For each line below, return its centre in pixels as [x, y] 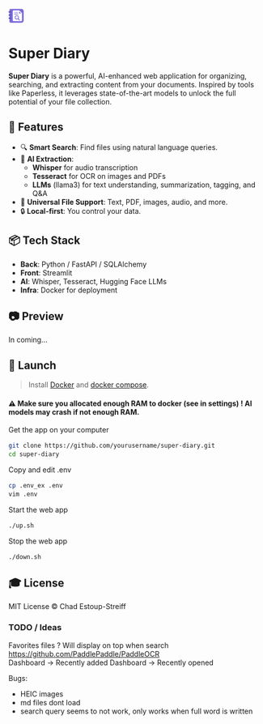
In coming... [28, 340]
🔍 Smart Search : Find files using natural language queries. [119, 147]
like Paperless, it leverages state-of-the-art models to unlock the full [122, 93]
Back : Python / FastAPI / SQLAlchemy [83, 264]
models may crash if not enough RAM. [74, 411]
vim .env [23, 494]
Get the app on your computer [59, 430]
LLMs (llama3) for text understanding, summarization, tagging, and [144, 185]
